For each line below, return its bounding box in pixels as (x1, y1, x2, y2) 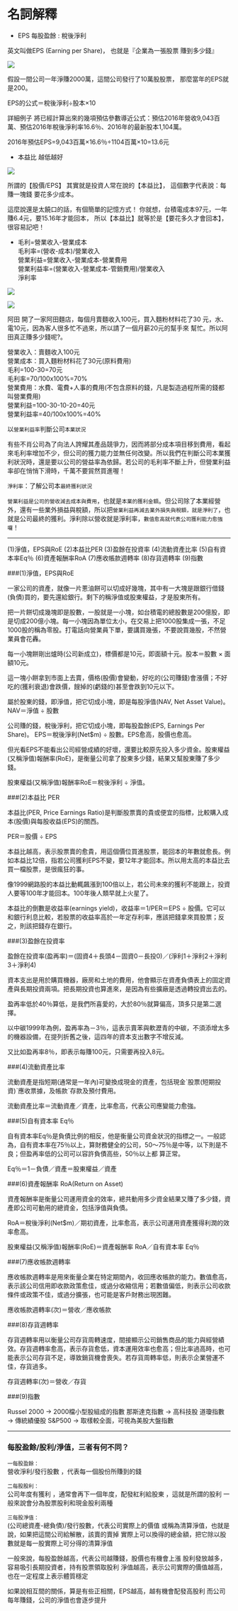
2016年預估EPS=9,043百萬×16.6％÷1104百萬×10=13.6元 (7, 138, 170, 146)
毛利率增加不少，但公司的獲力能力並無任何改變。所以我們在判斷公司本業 (13, 448, 225, 457)
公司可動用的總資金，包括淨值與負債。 (19, 1203, 132, 1212)
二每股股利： (7, 1483, 40, 1490)
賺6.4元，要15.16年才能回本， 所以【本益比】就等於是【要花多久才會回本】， (7, 213, 228, 222)
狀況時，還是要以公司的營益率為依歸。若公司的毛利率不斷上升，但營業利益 (13, 457, 231, 466)
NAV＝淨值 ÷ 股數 (7, 706, 59, 715)
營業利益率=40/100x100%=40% (7, 409, 101, 418)
